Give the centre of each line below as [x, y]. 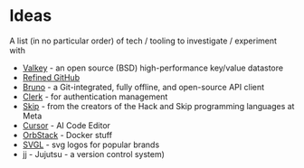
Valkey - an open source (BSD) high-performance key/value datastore [152, 68]
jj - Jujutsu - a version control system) [94, 154]
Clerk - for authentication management [95, 97]
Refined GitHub [51, 77]
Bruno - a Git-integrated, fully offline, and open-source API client [143, 87]
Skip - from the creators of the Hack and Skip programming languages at [158, 106]
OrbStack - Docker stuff [67, 135]
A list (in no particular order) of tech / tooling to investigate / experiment [143, 41]
